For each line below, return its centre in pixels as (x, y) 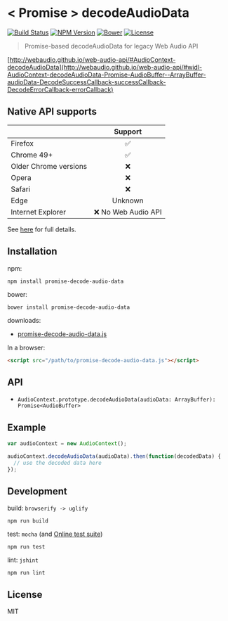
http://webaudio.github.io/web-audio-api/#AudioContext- (93, 59)
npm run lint (26, 573)
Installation (32, 251)
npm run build (28, 521)
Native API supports (52, 111)
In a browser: (26, 347)
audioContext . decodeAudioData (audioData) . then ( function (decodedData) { (114, 456)
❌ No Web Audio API (128, 212)
